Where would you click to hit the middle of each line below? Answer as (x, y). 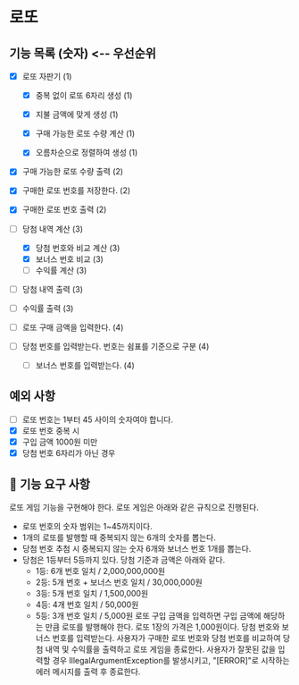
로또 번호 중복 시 (51, 430)
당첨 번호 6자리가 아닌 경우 (69, 453)
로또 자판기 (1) (47, 76)
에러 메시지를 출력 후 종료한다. (88, 672)
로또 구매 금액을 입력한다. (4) (73, 327)
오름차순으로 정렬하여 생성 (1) (87, 153)
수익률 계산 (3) (61, 270)
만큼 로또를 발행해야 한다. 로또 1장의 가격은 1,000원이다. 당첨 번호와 (162, 627)
